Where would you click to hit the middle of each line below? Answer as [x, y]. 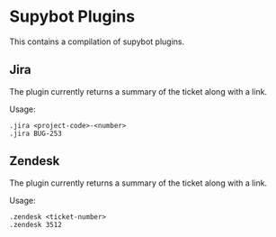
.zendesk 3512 [36, 224]
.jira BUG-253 [36, 133]
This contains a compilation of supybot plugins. [97, 41]
